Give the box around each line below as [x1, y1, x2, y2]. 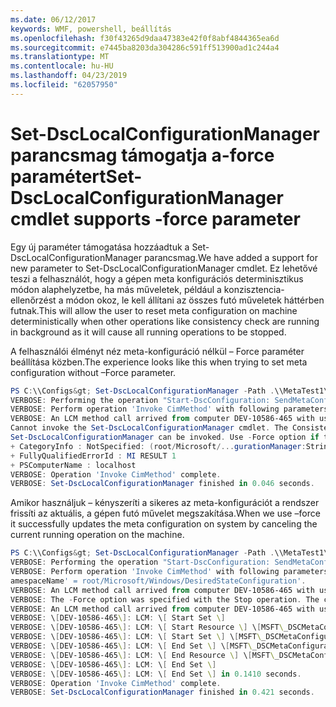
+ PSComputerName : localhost [10, 460, 137, 470]
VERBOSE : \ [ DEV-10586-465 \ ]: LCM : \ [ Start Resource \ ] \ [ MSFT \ [10, 622, 284, 633]
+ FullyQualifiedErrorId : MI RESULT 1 [10, 451, 177, 461]
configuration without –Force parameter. [10, 366, 177, 378]
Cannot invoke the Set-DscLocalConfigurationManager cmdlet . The [10, 423, 288, 433]
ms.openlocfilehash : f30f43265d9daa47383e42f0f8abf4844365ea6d [10, 33, 280, 43]
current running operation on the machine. [10, 529, 185, 541]
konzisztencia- [223, 283, 285, 295]
